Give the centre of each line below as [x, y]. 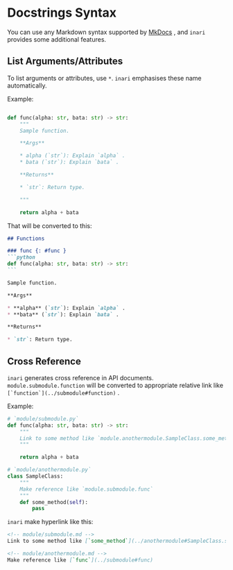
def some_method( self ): [54, 502]
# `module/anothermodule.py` [49, 470]
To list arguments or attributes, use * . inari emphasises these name [104, 78]
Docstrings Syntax [62, 13]
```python [21, 258]
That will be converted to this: [50, 226]
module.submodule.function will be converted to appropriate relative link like [115, 385]
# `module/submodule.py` [43, 418]
